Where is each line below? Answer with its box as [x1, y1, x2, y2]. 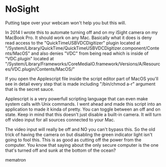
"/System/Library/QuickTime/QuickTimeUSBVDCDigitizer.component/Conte [5, 45, 160, 51]
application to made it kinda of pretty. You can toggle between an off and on [5, 106, 161, 112]
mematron [5, 157, 26, 163]
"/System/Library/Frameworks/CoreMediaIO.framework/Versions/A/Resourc [5, 61, 161, 67]
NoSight [5, 3, 40, 15]
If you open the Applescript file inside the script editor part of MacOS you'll [5, 76, 159, 82]
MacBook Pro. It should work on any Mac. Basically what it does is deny [5, 35, 152, 41]
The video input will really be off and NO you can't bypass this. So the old [5, 126, 155, 132]
